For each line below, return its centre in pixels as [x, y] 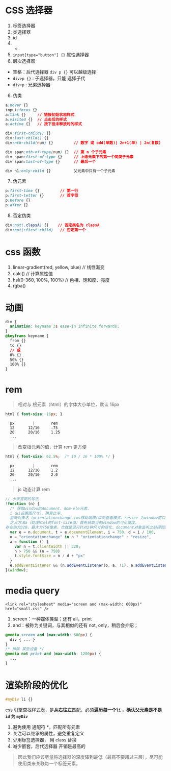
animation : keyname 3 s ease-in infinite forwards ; [65, 327]
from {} [18, 341]
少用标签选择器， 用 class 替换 [45, 740]
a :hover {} [17, 105]
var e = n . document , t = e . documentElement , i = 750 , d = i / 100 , [83, 532]
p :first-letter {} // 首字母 [42, 196]
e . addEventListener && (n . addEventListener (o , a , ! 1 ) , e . [73, 565]
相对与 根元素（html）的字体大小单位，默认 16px [68, 404]
